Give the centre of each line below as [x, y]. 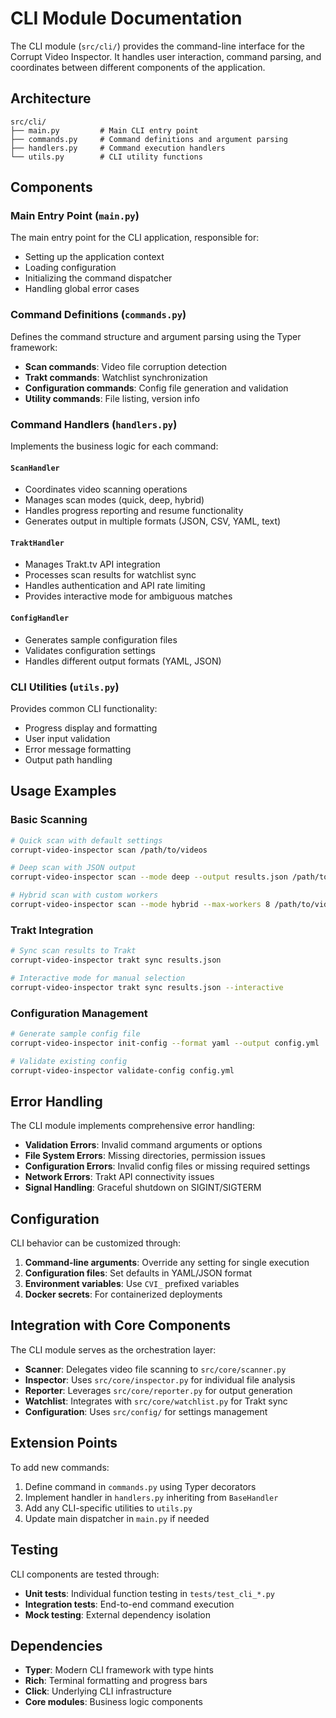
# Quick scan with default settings [86, 840]
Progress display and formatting [91, 728]
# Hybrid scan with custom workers [84, 895]
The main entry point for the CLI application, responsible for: [135, 238]
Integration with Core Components [120, 1325]
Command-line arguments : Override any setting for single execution [167, 1263]
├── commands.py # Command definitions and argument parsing [149, 139]
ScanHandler [35, 468]
